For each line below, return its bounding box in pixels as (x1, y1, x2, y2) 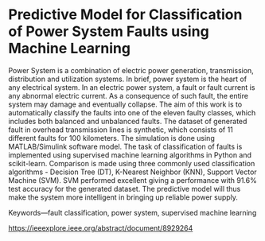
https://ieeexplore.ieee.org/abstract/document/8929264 (8, 223, 193, 232)
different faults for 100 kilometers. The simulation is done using (8, 133, 215, 142)
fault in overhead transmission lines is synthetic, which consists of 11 (8, 125, 233, 134)
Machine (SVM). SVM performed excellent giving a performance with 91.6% (8, 175, 257, 185)
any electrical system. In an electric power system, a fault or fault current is (8, 82, 255, 92)
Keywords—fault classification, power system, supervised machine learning (8, 208, 257, 217)
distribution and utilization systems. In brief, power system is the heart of (8, 74, 247, 84)
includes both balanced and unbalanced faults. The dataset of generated (8, 116, 247, 126)
